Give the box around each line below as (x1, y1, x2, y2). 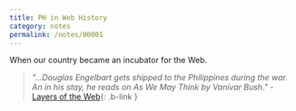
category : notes (9, 22, 71, 31)
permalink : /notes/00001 (9, 30, 104, 39)
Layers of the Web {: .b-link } (31, 91, 138, 102)
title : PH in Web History (9, 13, 107, 23)
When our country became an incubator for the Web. (9, 55, 208, 66)
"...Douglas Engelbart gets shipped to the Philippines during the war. (31, 72, 288, 83)
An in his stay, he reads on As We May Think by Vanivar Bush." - (31, 82, 274, 93)
